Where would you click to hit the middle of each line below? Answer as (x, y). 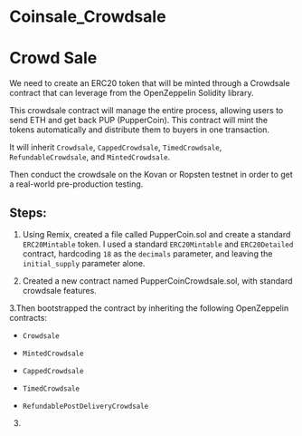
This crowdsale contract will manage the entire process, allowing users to (146, 111)
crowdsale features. (59, 290)
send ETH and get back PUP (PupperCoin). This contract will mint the (139, 121)
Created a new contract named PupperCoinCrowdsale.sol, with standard (157, 281)
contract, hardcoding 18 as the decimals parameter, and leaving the (147, 253)
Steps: (28, 213)
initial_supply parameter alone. (84, 263)
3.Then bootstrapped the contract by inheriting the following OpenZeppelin (149, 308)
